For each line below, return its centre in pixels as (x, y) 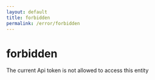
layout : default (27, 12)
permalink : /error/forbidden (43, 23)
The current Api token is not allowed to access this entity (77, 70)
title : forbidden (28, 18)
